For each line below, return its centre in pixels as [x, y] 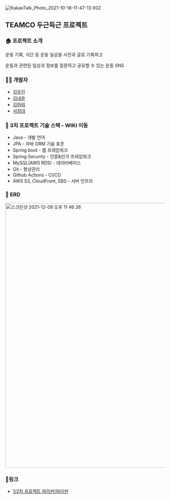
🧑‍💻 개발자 [17, 80]
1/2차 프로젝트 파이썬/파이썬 [40, 491]
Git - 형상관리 [26, 169]
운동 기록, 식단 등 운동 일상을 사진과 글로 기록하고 [54, 54]
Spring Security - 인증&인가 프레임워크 [52, 157]
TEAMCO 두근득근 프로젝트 [47, 25]
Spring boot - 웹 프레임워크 [40, 150]
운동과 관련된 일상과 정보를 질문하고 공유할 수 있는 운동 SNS [65, 65]
